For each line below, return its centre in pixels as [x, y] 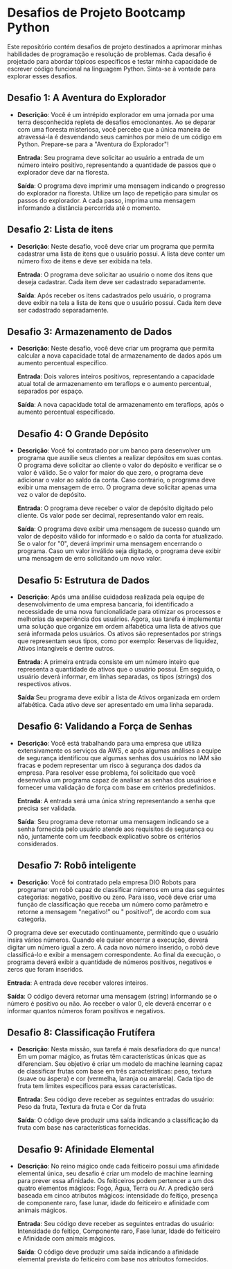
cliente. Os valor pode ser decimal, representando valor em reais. [110, 516]
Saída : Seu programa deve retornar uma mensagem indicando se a [113, 821]
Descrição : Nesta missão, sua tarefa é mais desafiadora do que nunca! [119, 1049]
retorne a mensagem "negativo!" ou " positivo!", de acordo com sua [114, 911]
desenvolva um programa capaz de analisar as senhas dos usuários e [117, 780]
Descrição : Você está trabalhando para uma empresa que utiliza [109, 743]
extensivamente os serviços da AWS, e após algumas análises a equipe [119, 751]
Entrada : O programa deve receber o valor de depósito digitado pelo [115, 508]
